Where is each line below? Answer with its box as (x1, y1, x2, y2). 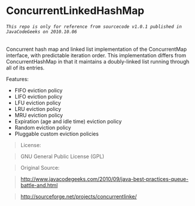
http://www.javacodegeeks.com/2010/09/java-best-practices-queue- (20, 176, 189, 183)
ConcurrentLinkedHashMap (6, 4, 145, 18)
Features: (6, 76, 29, 83)
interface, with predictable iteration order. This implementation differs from (6, 52, 186, 59)
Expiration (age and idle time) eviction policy (14, 118, 122, 125)
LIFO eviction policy (14, 93, 63, 100)
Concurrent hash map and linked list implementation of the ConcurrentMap (6, 46, 187, 53)
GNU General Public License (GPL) (20, 153, 104, 160)
